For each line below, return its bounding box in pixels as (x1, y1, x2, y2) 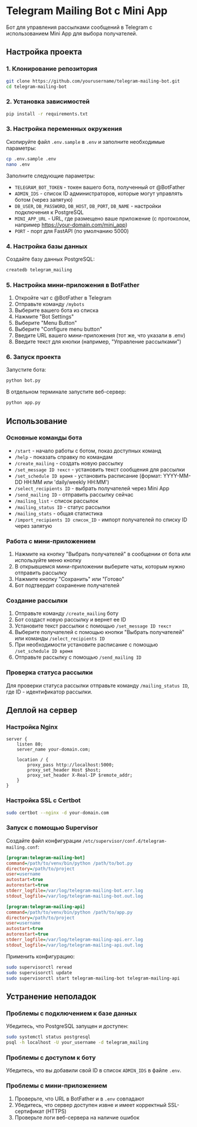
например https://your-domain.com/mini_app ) (14, 221, 128, 228)
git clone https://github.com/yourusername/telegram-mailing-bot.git (6, 78, 181, 84)
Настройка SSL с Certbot (6, 796, 81, 804)
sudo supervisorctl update (6, 970, 72, 975)
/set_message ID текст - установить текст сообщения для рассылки (14, 466, 185, 473)
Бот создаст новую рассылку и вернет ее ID (14, 616, 126, 623)
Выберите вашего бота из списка (14, 307, 99, 314)
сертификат (14, 1108, 45, 1115)
